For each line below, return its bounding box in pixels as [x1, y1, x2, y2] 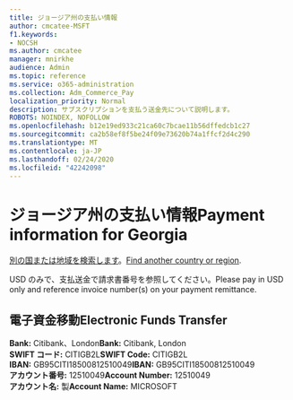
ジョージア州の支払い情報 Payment [9, 204, 265, 225]
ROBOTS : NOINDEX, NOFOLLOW [9, 113, 110, 122]
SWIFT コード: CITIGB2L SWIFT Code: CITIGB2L [9, 349, 188, 360]
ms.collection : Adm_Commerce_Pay [9, 88, 134, 97]
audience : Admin [9, 64, 70, 73]
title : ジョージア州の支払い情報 [9, 13, 118, 22]
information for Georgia [9, 224, 188, 245]
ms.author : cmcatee [9, 47, 82, 56]
